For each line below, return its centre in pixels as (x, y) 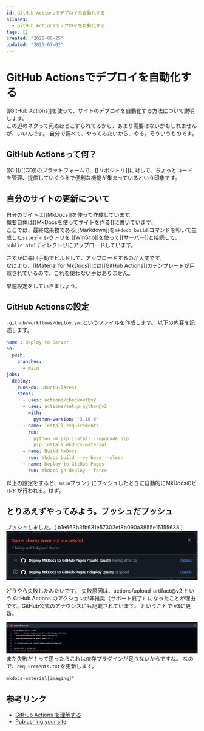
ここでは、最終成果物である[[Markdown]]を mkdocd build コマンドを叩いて (99, 229)
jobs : (13, 374)
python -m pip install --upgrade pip (81, 438)
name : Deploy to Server (38, 342)
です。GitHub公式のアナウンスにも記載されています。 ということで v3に (96, 606)
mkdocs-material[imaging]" (40, 679)
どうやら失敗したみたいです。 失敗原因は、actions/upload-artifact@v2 (94, 591)
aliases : (17, 19)
